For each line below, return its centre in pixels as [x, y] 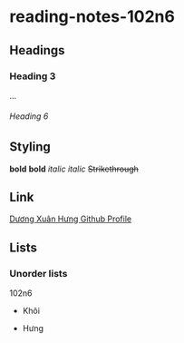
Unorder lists [39, 273]
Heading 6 [29, 116]
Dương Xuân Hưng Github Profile [71, 219]
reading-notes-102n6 [92, 17]
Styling [30, 147]
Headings [37, 50]
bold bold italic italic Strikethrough [74, 169]
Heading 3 [33, 76]
